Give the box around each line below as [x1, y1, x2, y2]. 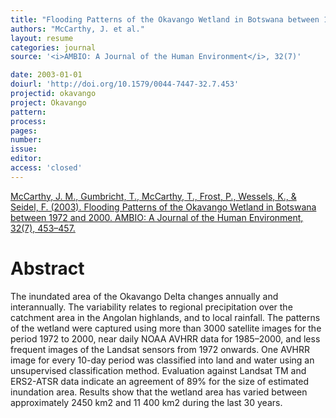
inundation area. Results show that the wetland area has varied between [10, 386, 308, 398]
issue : [10, 144, 38, 155]
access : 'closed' [10, 163, 83, 173]
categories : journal [10, 42, 97, 53]
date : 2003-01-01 [10, 70, 83, 80]
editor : [10, 154, 43, 164]
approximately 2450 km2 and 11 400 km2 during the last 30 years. [10, 396, 283, 408]
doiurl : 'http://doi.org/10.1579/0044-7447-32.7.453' [10, 79, 240, 90]
